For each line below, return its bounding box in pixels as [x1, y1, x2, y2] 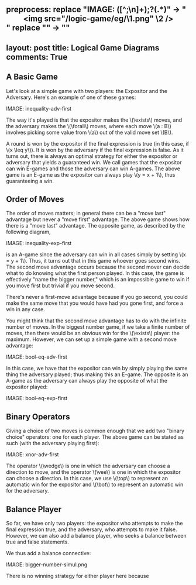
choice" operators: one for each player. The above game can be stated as [6, 433, 184, 441]
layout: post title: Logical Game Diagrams [6, 43, 160, 53]
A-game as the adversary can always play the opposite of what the [6, 377, 168, 384]
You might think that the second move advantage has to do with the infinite [6, 317, 187, 324]
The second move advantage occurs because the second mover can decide [6, 263, 190, 271]
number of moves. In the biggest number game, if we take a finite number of [6, 324, 190, 331]
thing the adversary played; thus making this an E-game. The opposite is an [6, 371, 188, 378]
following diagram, [6, 228, 51, 236]
